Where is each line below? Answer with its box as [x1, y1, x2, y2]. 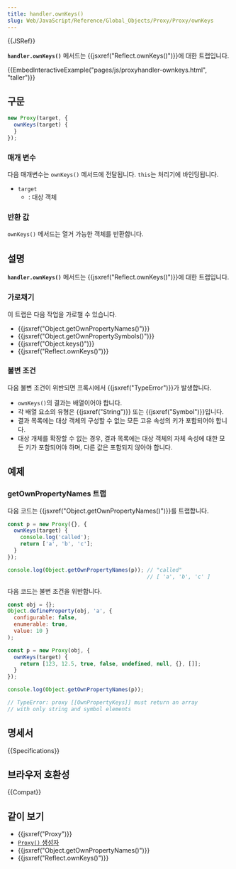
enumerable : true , [13, 621, 69, 628]
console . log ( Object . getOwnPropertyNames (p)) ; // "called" [7, 566, 182, 573]
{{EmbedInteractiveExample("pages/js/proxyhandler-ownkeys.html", [7, 65, 208, 74]
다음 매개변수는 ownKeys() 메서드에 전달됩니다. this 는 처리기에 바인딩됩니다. [7, 170, 219, 178]
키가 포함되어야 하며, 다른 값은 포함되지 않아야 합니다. [25, 442, 173, 452]
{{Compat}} [7, 788, 41, 796]
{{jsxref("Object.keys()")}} [17, 339, 95, 348]
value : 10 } [13, 627, 50, 634]
